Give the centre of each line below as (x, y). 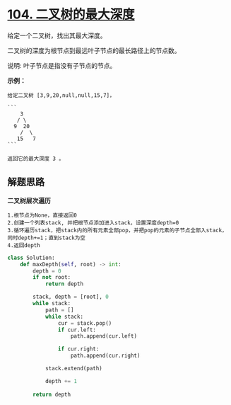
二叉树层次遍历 (29, 200)
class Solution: (31, 258)
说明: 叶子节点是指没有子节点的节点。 (62, 65)
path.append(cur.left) (104, 336)
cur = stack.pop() (85, 323)
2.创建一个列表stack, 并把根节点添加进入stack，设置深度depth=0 (93, 223)
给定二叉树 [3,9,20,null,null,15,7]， (61, 95)
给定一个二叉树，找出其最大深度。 (57, 35)
